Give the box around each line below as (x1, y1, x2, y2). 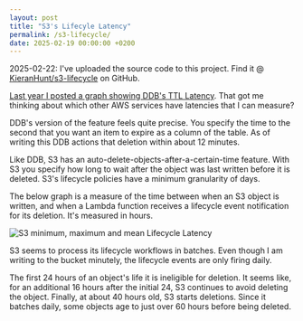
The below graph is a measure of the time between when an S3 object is (9, 191, 279, 202)
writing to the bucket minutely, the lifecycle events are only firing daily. (9, 255, 272, 266)
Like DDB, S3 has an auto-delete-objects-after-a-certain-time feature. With (9, 155, 289, 165)
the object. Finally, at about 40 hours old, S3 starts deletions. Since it (9, 291, 267, 303)
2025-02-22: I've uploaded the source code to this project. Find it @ (9, 63, 265, 74)
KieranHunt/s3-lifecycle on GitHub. (9, 73, 140, 84)
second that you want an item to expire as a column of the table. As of (9, 127, 271, 138)
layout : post (9, 13, 59, 23)
